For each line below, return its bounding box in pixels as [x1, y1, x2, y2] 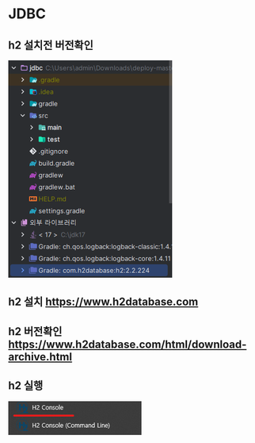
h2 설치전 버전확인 [8, 38, 93, 52]
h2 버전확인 [8, 325, 63, 338]
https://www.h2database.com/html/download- [8, 337, 247, 351]
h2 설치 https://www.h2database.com [8, 295, 199, 309]
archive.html [8, 350, 73, 364]
